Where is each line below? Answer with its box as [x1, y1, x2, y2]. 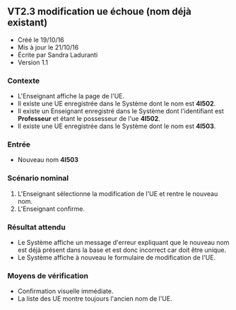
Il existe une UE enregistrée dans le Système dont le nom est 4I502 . [17, 99, 216, 108]
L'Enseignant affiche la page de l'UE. [17, 92, 125, 101]
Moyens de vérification [7, 270, 88, 280]
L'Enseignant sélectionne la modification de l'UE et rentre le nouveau [17, 189, 218, 197]
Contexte [7, 76, 40, 86]
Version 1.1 [17, 58, 48, 67]
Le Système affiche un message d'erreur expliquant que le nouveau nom [17, 239, 230, 246]
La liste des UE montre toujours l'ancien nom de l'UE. [17, 294, 172, 303]
